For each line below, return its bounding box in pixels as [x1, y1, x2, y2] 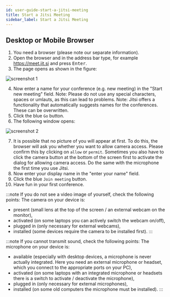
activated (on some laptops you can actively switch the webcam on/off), [13, 218, 165, 224]
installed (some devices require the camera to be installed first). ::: [13, 229, 153, 235]
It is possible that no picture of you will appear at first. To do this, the [13, 138, 158, 144]
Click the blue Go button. [13, 113, 64, 119]
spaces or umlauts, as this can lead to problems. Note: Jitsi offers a [13, 97, 155, 103]
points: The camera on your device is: [6, 197, 86, 203]
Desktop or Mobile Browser [6, 36, 94, 44]
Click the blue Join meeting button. [13, 176, 87, 182]
